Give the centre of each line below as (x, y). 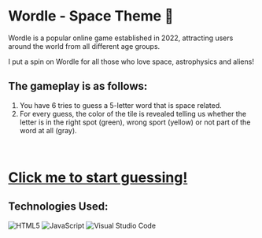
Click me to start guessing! (98, 177)
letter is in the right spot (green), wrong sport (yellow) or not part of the (135, 122)
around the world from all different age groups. (84, 46)
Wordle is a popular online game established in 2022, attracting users (121, 38)
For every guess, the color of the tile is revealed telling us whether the (133, 113)
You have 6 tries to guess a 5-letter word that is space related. (120, 105)
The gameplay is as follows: (78, 86)
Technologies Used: (58, 207)
